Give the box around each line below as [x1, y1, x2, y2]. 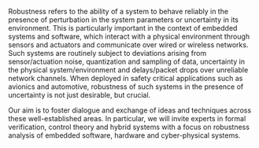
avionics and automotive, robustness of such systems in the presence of [8, 82, 244, 91]
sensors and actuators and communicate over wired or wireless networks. [8, 40, 249, 50]
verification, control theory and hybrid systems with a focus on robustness [8, 122, 250, 131]
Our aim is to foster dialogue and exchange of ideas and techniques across [8, 105, 252, 115]
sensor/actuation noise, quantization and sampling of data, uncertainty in [8, 57, 246, 66]
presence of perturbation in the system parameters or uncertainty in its [8, 15, 239, 24]
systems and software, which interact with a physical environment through [8, 31, 250, 41]
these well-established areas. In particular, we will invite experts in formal [8, 114, 246, 123]
